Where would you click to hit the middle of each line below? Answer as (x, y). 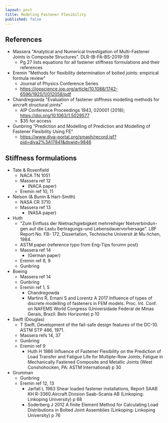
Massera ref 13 (35, 207)
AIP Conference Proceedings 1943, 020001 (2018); (72, 110)
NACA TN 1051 (35, 175)
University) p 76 (44, 415)
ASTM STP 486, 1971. (42, 330)
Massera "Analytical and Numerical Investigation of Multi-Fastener (81, 52)
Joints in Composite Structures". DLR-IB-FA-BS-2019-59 (71, 57)
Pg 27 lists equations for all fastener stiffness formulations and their (90, 62)
